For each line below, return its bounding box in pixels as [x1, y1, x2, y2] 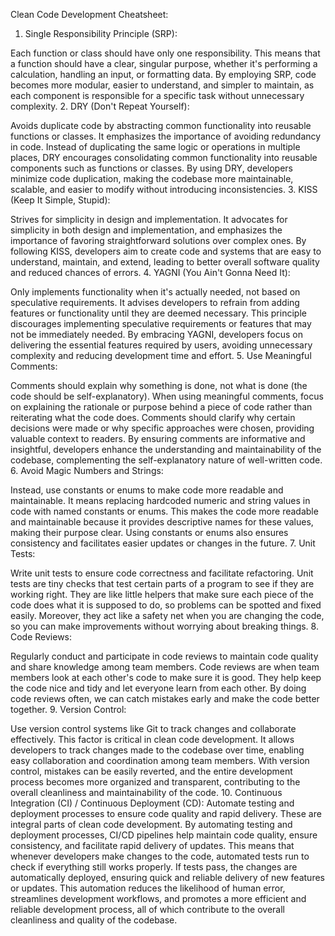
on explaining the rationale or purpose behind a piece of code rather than [10, 401, 313, 413]
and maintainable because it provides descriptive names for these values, [10, 516, 314, 528]
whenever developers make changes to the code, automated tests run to [10, 850, 310, 862]
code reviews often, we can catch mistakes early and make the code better [10, 693, 320, 704]
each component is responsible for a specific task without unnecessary [10, 90, 305, 101]
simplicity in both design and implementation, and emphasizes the [10, 224, 283, 236]
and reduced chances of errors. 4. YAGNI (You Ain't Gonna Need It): [10, 267, 291, 278]
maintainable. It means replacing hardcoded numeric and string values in [10, 495, 311, 506]
